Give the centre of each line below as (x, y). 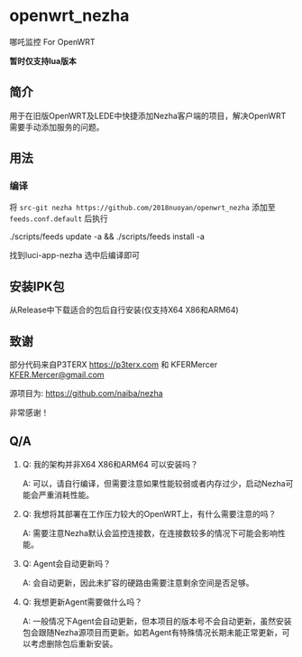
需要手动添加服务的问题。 (57, 126)
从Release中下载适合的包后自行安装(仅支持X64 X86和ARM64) (124, 310)
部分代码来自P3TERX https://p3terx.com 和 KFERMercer (114, 365)
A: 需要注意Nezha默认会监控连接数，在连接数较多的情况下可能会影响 (150, 532)
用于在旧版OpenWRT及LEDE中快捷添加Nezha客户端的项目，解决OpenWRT (148, 116)
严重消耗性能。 (66, 495)
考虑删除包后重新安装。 (74, 643)
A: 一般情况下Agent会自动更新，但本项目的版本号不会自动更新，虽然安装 (157, 621)
